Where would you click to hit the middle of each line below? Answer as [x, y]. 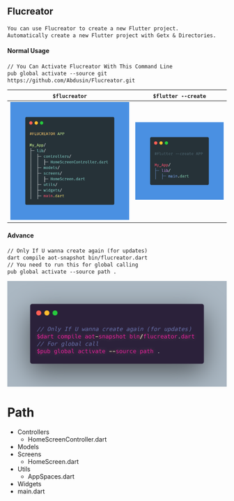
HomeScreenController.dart [67, 440]
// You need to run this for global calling [73, 265]
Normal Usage [29, 51]
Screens [29, 454]
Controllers [33, 432]
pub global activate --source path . [62, 272]
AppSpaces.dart [51, 477]
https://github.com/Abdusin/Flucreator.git [71, 81]
